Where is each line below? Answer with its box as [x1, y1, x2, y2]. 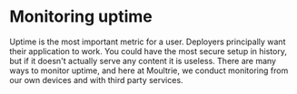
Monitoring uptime [9, 6, 153, 27]
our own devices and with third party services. [9, 74, 183, 85]
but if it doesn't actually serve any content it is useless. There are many [9, 55, 277, 66]
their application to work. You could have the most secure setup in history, [9, 45, 288, 56]
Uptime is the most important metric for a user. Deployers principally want [9, 36, 286, 47]
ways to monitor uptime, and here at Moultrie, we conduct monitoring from [9, 65, 289, 76]
